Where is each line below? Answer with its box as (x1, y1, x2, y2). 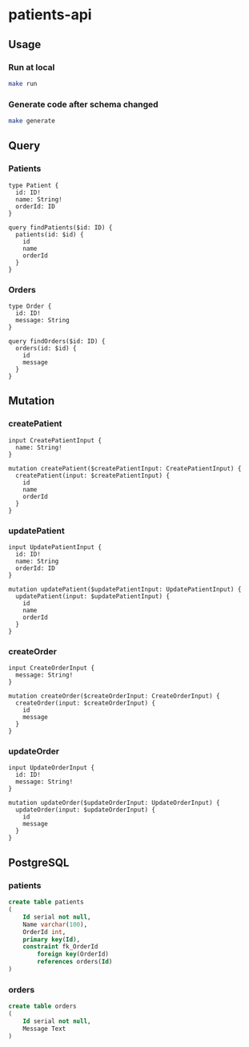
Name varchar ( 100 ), (22, 920, 88, 928)
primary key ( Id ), (22, 936, 81, 944)
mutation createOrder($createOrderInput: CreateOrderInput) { (8, 692, 220, 701)
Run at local (8, 62, 55, 73)
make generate (8, 117, 56, 125)
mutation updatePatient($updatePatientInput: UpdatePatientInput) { (8, 585, 242, 593)
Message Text (22, 1025, 66, 1033)
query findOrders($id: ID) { (8, 337, 106, 346)
